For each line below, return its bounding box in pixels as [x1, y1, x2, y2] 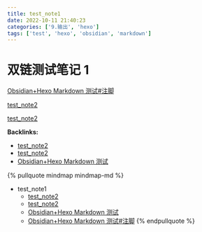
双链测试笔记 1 [7, 62, 89, 78]
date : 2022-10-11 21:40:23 [7, 17, 86, 24]
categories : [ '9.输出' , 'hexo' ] [7, 23, 99, 30]
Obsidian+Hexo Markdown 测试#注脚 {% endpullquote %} [27, 217, 196, 225]
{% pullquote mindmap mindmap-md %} [7, 171, 124, 179]
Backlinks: [7, 128, 38, 137]
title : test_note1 [7, 10, 61, 18]
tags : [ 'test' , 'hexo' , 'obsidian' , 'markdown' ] [7, 29, 152, 37]
